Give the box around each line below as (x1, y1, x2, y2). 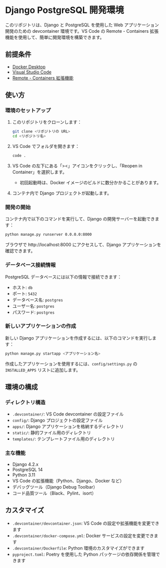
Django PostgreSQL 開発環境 (5, 4, 124, 16)
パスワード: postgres (12, 309, 55, 315)
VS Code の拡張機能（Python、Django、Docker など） (12, 478, 125, 484)
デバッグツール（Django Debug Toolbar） (12, 484, 98, 490)
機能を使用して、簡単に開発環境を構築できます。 (5, 34, 105, 40)
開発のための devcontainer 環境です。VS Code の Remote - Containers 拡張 (5, 28, 159, 34)
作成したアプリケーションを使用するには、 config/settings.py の (5, 360, 138, 366)
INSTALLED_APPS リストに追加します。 (5, 367, 81, 373)
